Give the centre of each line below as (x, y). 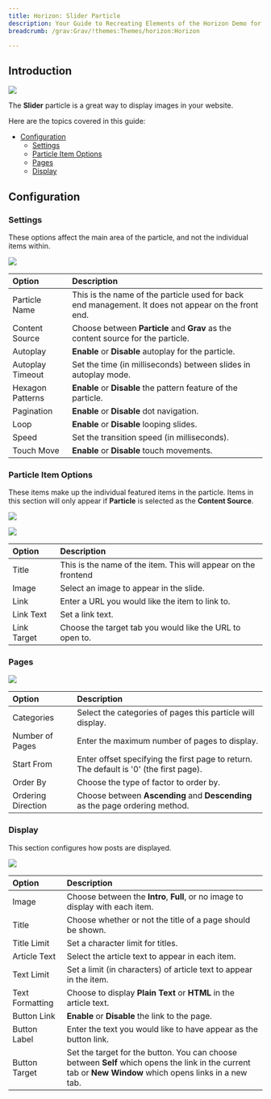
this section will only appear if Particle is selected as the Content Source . (131, 501)
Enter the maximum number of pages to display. (167, 741)
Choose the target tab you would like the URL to (150, 628)
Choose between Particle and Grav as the (152, 328)
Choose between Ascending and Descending (164, 796)
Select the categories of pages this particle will (165, 713)
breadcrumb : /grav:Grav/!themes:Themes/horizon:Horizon (104, 31)
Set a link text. (87, 614)
